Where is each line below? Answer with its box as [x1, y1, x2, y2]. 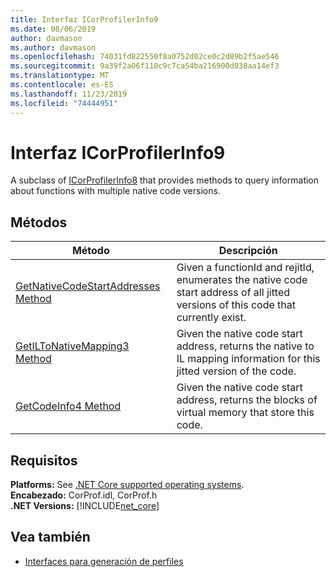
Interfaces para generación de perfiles [24, 555, 184, 567]
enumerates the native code [176, 273, 308, 287]
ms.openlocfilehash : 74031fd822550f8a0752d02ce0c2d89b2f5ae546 [10, 52, 280, 62]
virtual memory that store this [176, 406, 315, 420]
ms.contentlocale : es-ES [10, 80, 114, 90]
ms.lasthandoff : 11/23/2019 [10, 89, 128, 99]
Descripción [218, 244, 278, 258]
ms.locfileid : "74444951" [10, 98, 118, 108]
